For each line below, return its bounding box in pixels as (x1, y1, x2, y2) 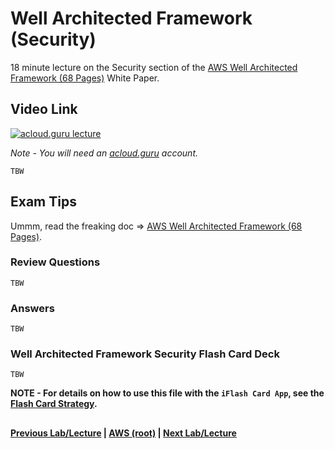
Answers (10, 301, 55, 315)
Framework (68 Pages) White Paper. (10, 72, 160, 84)
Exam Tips (10, 193, 77, 211)
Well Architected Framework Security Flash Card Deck (10, 347, 280, 361)
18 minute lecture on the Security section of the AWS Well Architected (10, 61, 298, 73)
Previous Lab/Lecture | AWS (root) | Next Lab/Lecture (10, 427, 237, 439)
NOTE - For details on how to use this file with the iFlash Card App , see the (10, 387, 325, 399)
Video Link (10, 101, 78, 118)
